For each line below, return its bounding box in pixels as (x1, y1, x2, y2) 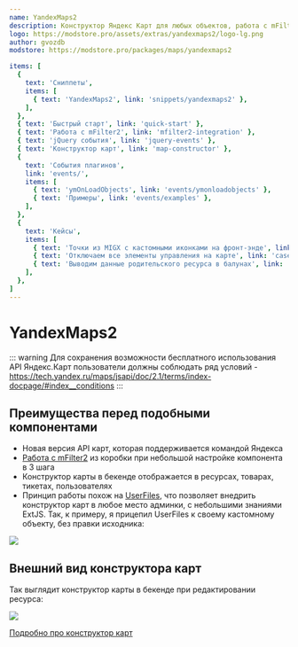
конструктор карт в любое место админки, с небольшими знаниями (21, 500, 282, 511)
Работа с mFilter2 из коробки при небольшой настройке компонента (21, 453, 283, 464)
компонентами (9, 419, 98, 434)
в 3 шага (21, 462, 55, 472)
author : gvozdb (9, 37, 66, 47)
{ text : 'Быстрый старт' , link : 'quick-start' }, (17, 120, 204, 129)
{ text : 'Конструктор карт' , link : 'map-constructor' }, (17, 144, 232, 153)
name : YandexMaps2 (9, 12, 77, 22)
